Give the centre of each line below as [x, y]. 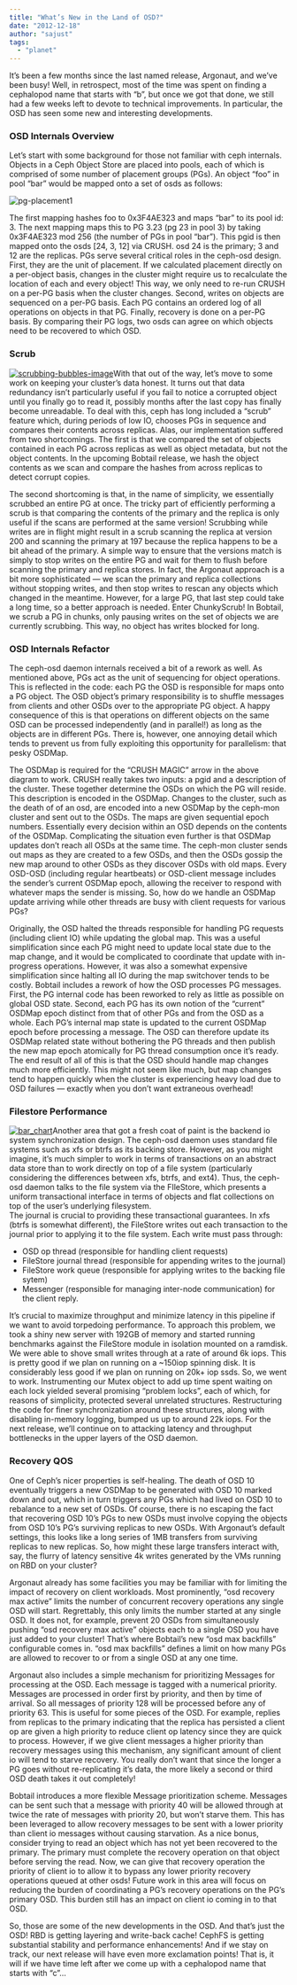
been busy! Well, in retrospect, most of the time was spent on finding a [138, 85]
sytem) [35, 1280]
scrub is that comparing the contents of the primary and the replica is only [145, 513]
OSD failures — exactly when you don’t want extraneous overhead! [131, 1089]
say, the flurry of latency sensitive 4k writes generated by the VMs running [145, 1555]
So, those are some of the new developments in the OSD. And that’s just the [147, 1926]
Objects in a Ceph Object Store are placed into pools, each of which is [137, 165]
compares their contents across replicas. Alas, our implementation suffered [146, 430]
